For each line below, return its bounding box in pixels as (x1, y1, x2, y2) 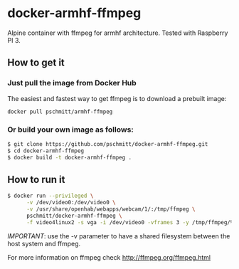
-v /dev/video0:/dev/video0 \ (26, 199, 116, 206)
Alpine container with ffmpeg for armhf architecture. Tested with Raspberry (7, 28, 228, 37)
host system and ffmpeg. (7, 239, 81, 248)
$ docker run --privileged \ (7, 192, 94, 200)
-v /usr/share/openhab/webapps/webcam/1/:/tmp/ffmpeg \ (26, 206, 196, 213)
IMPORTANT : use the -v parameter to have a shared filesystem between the (7, 231, 230, 240)
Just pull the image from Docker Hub (7, 78, 137, 88)
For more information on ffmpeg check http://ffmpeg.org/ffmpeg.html (7, 253, 211, 261)
